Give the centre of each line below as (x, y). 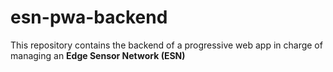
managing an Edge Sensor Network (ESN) (98, 55)
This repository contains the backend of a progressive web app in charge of (166, 45)
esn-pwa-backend (89, 17)
